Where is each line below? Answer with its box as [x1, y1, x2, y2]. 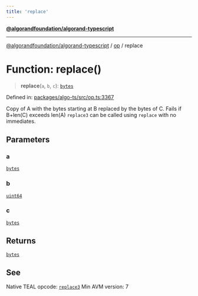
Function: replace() [6, 63, 102, 76]
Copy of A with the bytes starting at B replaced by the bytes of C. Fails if [6, 105, 181, 112]
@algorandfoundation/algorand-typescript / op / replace [6, 42, 143, 49]
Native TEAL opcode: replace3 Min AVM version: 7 [6, 283, 128, 290]
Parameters [6, 134, 50, 145]
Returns [6, 236, 37, 246]
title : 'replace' [6, 8, 49, 15]
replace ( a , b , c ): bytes [20, 82, 74, 89]
